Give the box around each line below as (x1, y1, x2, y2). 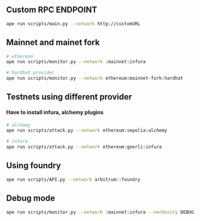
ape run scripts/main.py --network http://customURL (6, 20, 141, 26)
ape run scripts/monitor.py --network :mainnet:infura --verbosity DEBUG (6, 209, 195, 215)
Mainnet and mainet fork (6, 37, 100, 47)
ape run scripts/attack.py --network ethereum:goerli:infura (6, 144, 162, 150)
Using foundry (6, 160, 61, 171)
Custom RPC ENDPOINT (6, 5, 98, 15)
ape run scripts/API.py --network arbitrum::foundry (6, 177, 141, 183)
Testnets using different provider (6, 92, 132, 102)
